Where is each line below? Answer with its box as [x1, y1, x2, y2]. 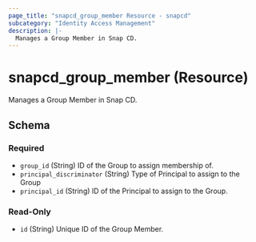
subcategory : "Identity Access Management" [8, 19, 156, 27]
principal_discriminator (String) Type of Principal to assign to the [19, 169, 240, 179]
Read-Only [8, 206, 52, 217]
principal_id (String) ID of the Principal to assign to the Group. [19, 186, 228, 196]
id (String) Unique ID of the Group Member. [19, 224, 164, 234]
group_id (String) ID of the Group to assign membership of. [19, 160, 214, 170]
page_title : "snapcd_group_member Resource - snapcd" [8, 11, 192, 20]
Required [8, 142, 45, 153]
